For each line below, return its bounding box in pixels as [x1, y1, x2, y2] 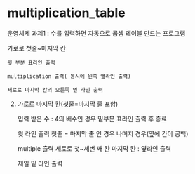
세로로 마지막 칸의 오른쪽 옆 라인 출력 [7, 86, 103, 93]
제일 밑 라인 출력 [17, 159, 63, 168]
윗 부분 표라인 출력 [7, 59, 55, 66]
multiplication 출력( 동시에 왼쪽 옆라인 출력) [7, 72, 131, 80]
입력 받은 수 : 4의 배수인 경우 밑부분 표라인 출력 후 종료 [17, 114, 167, 123]
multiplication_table [7, 5, 126, 21]
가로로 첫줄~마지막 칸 [7, 43, 67, 52]
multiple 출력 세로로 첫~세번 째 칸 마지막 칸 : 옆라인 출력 [17, 144, 172, 152]
